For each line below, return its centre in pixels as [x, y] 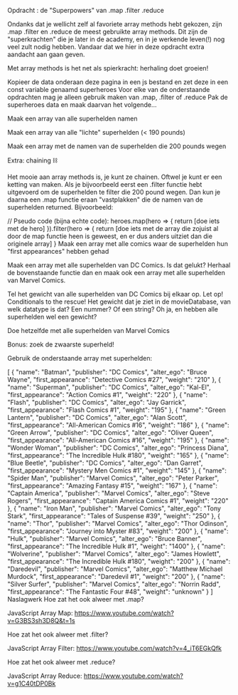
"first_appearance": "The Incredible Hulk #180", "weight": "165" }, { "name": [118, 455]
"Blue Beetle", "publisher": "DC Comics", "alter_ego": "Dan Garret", [105, 463]
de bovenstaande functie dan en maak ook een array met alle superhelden [116, 273]
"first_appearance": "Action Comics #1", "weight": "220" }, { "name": [108, 395]
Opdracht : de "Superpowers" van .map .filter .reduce [86, 10]
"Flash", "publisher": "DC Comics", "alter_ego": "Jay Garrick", [97, 402]
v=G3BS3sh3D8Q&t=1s [42, 621]
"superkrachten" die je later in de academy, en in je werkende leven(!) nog [116, 39]
